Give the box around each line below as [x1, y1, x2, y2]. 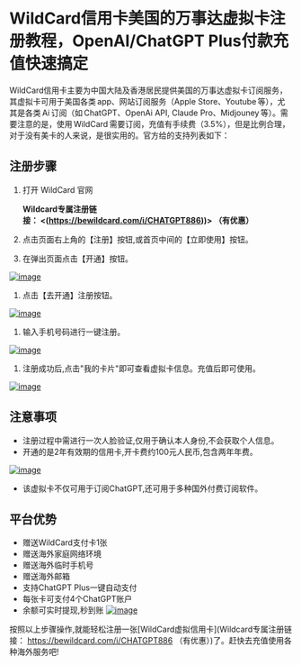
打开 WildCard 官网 [22, 184, 93, 195]
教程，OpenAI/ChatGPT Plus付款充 [25, 31, 289, 51]
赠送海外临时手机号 [22, 560, 94, 570]
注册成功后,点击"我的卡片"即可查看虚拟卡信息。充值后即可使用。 [22, 362, 261, 374]
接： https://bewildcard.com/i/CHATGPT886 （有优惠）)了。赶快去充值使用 [9, 635, 285, 646]
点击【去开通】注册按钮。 [22, 289, 118, 300]
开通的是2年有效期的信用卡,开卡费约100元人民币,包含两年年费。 [22, 446, 258, 457]
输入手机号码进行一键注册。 [22, 326, 126, 337]
